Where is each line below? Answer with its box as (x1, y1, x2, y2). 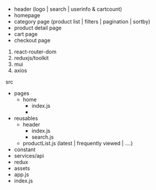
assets (13, 165, 30, 172)
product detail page (13, 24, 62, 31)
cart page (13, 31, 38, 38)
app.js (13, 171, 29, 178)
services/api (13, 152, 45, 159)
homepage (13, 12, 40, 19)
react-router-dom (13, 48, 57, 55)
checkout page (13, 37, 51, 44)
